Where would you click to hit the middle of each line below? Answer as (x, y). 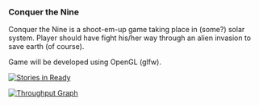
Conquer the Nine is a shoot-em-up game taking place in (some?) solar (127, 30)
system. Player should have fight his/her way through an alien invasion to (130, 38)
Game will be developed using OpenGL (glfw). (85, 62)
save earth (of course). (46, 47)
